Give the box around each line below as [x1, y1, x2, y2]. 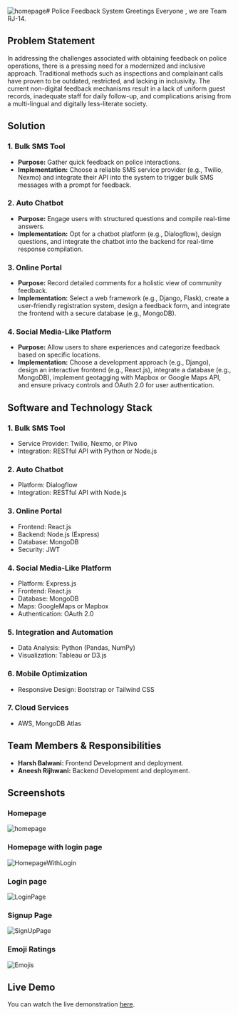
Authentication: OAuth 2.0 [17, 609, 94, 618]
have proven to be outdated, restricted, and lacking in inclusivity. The [7, 76, 210, 85]
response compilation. [17, 245, 83, 253]
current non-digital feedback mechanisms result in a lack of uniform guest [7, 84, 226, 93]
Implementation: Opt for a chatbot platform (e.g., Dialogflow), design [17, 229, 222, 238]
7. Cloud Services [7, 703, 69, 713]
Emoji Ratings [7, 944, 56, 954]
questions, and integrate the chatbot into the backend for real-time [17, 237, 214, 245]
